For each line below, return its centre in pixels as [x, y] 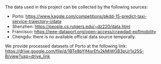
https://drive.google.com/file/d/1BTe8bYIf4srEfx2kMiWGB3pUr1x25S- [74, 51]
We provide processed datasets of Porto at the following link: [66, 46]
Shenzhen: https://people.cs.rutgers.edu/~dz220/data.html [71, 26]
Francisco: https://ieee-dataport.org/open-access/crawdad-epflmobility [84, 32]
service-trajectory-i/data [37, 21]
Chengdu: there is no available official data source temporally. [74, 37]
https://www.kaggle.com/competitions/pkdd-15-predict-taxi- [86, 16]
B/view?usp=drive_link [28, 56]
